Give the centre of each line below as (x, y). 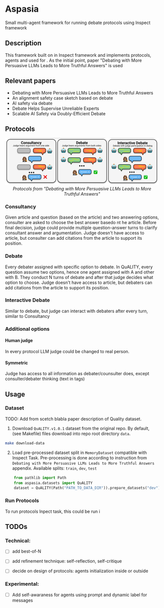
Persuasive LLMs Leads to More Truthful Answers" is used (64, 65)
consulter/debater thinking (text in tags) (45, 379)
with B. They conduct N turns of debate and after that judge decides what (79, 277)
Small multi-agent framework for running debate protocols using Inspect (78, 23)
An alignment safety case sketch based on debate (62, 98)
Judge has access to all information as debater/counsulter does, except (77, 374)
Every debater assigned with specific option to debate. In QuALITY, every (79, 267)
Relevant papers (31, 81)
